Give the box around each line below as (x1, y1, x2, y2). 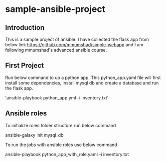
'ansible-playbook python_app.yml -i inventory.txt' (5, 94, 109, 100)
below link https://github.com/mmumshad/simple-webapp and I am (5, 42, 144, 48)
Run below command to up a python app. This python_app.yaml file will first (5, 75, 161, 81)
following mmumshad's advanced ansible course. (5, 47, 107, 53)
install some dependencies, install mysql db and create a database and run (5, 80, 159, 85)
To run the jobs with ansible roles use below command (5, 142, 117, 148)
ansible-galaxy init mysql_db (5, 132, 64, 138)
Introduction (5, 23, 45, 32)
